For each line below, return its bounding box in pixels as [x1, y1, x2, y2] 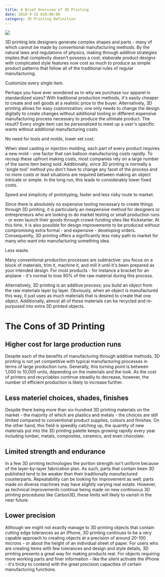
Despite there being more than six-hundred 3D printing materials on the [5, 407, 150, 413]
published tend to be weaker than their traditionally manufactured [5, 471, 137, 476]
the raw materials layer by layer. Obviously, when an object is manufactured [5, 288, 158, 293]
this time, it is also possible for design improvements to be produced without [5, 222, 160, 228]
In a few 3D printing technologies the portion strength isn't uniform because [5, 461, 159, 466]
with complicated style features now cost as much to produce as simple [5, 60, 151, 66]
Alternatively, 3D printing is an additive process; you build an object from [5, 282, 153, 288]
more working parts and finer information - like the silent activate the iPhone [5, 556, 160, 562]
